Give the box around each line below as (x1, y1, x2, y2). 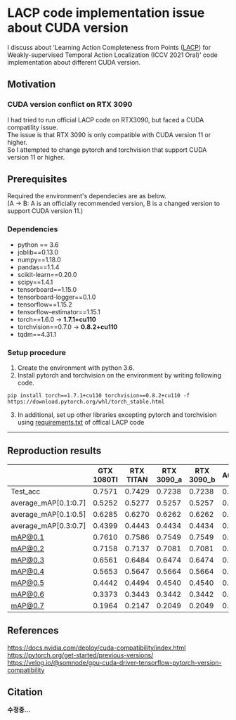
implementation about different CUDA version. (7, 58, 141, 66)
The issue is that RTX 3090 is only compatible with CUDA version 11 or (7, 130, 211, 139)
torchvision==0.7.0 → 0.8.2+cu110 (17, 322, 118, 331)
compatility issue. (7, 123, 58, 131)
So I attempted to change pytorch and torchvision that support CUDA (7, 146, 207, 154)
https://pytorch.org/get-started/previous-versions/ (7, 650, 154, 659)
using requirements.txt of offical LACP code (17, 418, 145, 427)
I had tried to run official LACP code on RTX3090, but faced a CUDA (7, 115, 204, 124)
